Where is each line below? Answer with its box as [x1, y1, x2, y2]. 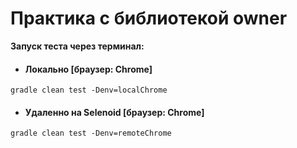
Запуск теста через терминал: [10, 40, 145, 52]
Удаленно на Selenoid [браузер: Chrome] [24, 106, 205, 118]
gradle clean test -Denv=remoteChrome [10, 128, 172, 139]
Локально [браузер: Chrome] [24, 63, 153, 75]
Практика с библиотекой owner [10, 7, 288, 30]
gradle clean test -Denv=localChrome [10, 85, 168, 96]
